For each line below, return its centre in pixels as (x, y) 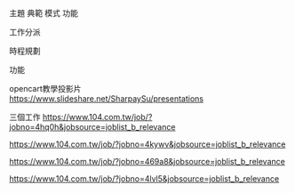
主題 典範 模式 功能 (44, 13)
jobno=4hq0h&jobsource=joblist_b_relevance (92, 127)
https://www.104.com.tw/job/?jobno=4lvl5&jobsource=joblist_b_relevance (144, 179)
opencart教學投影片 (45, 88)
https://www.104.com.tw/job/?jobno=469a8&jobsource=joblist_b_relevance (147, 161)
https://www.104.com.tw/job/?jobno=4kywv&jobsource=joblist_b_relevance (147, 144)
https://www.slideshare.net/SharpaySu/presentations (107, 99)
